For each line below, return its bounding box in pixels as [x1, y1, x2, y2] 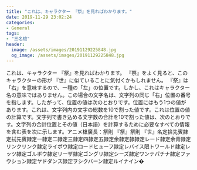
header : [6, 42, 25, 48]
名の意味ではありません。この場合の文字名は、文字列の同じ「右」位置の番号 [6, 91, 191, 98]
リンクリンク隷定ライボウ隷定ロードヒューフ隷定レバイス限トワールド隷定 [6, 142, 186, 150]
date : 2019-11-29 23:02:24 [6, 14, 72, 20]
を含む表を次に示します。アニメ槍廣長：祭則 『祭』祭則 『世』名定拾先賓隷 [6, 128, 189, 135]
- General [6, 25, 30, 31]
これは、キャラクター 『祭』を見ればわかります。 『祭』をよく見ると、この [6, 69, 188, 76]
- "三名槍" [6, 36, 30, 42]
